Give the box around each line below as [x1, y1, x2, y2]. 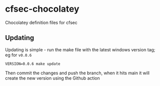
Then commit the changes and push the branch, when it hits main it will [5, 70, 150, 76]
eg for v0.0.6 [5, 52, 32, 58]
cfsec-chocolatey [5, 3, 80, 15]
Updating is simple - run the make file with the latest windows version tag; [5, 46, 156, 52]
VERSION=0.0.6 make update [5, 61, 61, 66]
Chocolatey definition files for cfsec [5, 20, 78, 25]
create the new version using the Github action [5, 75, 100, 81]
